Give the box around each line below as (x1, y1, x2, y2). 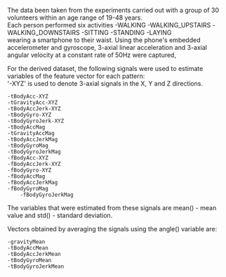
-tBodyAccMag (7, 124, 46, 131)
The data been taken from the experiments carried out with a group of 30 (7, 6, 220, 14)
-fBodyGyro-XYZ (7, 167, 52, 174)
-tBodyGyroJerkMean (7, 263, 65, 270)
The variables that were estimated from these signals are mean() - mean (7, 204, 217, 212)
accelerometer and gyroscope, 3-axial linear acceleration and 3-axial (7, 44, 208, 51)
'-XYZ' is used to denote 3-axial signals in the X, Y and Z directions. (7, 79, 204, 87)
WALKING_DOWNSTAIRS (7, 28, 80, 37)
